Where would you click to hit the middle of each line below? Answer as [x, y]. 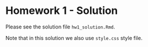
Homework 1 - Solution [62, 11]
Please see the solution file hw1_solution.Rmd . [60, 27]
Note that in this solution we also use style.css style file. [74, 38]
